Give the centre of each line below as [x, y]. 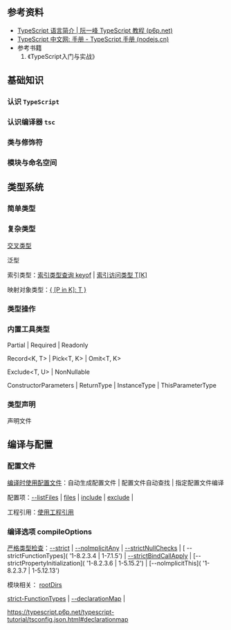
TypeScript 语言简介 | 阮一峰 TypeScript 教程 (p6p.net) [95, 30]
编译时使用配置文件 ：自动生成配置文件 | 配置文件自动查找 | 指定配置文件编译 [116, 483]
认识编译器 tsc [31, 122]
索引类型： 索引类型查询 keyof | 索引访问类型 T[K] [77, 275]
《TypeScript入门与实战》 [63, 56]
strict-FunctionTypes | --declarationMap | [66, 598]
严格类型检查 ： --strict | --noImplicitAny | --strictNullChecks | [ [96, 548]
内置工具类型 [29, 330]
